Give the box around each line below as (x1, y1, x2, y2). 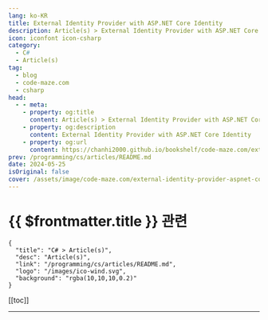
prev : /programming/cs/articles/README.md (8, 153, 152, 161)
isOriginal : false (8, 168, 69, 176)
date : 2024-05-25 (8, 161, 66, 169)
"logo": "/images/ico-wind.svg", (15, 267, 127, 275)
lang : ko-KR (8, 11, 48, 20)
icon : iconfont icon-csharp (8, 34, 102, 42)
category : (8, 42, 41, 50)
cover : (8, 175, 30, 184)
